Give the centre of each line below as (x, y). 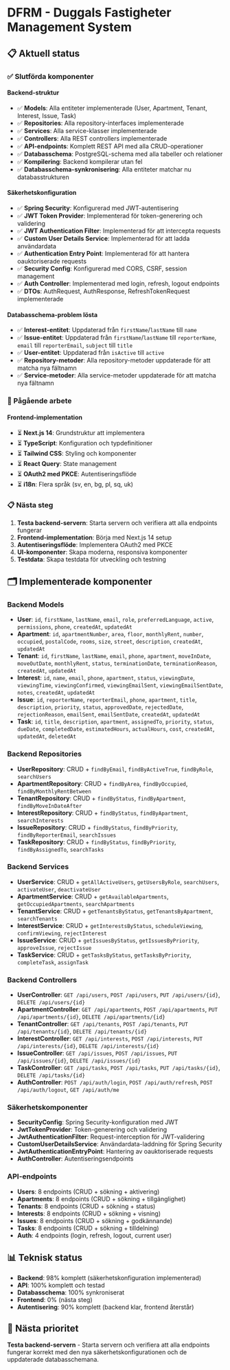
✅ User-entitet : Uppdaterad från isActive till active (91, 353)
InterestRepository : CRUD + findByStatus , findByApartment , (103, 813)
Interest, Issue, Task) (47, 115)
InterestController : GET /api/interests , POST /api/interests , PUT (110, 1038)
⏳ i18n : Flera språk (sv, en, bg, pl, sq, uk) (75, 485)
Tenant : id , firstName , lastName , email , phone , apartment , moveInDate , (114, 656)
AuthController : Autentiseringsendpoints (75, 1159)
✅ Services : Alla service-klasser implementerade (87, 130)
